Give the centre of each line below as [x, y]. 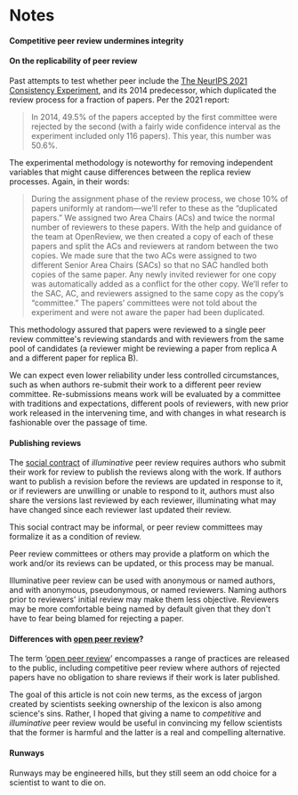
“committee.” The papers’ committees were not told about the [144, 303]
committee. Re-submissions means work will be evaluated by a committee [145, 393]
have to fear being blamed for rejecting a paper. [97, 619]
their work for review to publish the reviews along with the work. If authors [145, 472]
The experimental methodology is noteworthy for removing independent [141, 162]
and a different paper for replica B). [74, 358]
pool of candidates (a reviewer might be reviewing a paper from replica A [143, 348]
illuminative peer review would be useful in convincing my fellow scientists [146, 723]
